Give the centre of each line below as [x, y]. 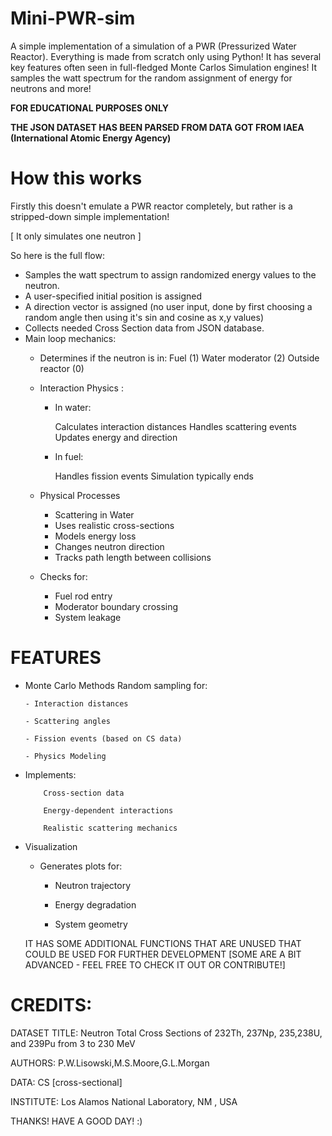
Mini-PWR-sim [73, 18]
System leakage [88, 617]
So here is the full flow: [57, 255]
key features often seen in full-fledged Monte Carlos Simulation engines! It [164, 67]
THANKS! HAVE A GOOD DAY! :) [76, 1121]
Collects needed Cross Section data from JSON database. [144, 328]
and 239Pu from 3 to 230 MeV [73, 1043]
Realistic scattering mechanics [110, 828]
